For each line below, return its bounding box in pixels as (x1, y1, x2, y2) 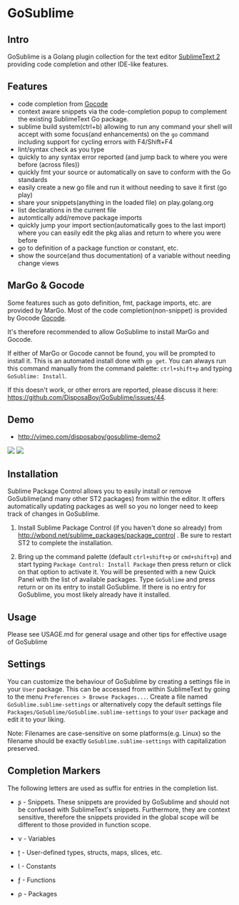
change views (17, 258, 59, 267)
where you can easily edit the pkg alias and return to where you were (17, 228, 221, 237)
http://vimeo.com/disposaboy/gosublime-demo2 (17, 433, 161, 441)
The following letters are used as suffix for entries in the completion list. (7, 784, 218, 792)
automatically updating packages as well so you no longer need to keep (7, 502, 218, 511)
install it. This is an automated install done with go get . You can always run (7, 356, 227, 365)
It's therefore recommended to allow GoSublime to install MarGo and (7, 327, 209, 336)
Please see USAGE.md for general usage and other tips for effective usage (7, 630, 227, 639)
